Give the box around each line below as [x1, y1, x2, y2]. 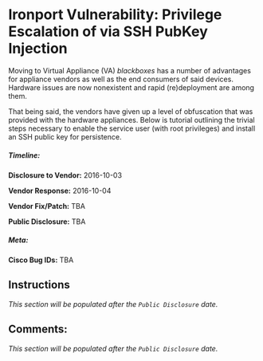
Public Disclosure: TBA [8, 217, 86, 226]
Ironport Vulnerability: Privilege [8, 6, 222, 24]
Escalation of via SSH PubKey [8, 22, 209, 41]
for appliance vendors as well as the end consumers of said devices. [8, 74, 234, 84]
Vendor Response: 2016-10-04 [8, 186, 112, 195]
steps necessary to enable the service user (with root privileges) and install [8, 124, 256, 133]
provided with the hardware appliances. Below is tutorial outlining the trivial [8, 115, 255, 124]
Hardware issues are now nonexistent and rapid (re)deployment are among [8, 82, 255, 92]
